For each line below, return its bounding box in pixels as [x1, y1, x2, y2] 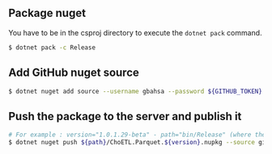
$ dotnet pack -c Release [8, 44, 96, 52]
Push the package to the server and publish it [8, 109, 242, 123]
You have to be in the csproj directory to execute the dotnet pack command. [8, 27, 262, 37]
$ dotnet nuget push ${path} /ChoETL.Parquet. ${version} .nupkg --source [8, 139, 255, 147]
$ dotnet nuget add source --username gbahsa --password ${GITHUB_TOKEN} [8, 87, 263, 95]
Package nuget [8, 6, 87, 20]
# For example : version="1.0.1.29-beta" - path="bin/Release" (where [8, 131, 252, 139]
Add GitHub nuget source [8, 66, 140, 80]
